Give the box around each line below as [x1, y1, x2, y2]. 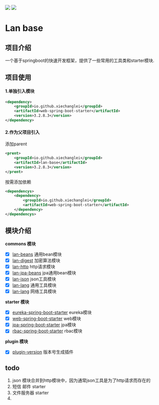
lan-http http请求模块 [12, 264, 55, 270]
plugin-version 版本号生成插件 [12, 349, 74, 355]
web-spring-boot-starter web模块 [12, 315, 81, 321]
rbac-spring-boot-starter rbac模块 [12, 328, 82, 334]
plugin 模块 [5, 339, 29, 345]
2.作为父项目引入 [5, 129, 40, 135]
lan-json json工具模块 [12, 276, 56, 282]
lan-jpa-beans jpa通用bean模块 [12, 270, 77, 275]
